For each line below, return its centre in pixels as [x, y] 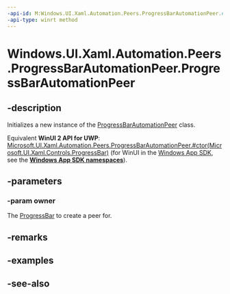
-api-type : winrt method [42, 20]
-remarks [27, 237]
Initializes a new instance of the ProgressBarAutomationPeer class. [101, 125]
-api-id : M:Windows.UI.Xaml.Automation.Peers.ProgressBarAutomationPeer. [115, 13]
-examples [30, 260]
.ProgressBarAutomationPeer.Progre [114, 68]
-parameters [35, 181]
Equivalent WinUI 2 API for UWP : [54, 138]
